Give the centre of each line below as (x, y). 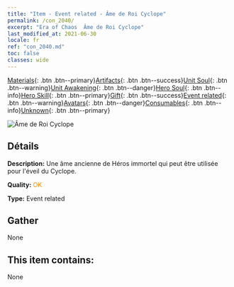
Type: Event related (36, 198)
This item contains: (51, 260)
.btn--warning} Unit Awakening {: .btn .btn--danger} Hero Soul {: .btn (105, 88)
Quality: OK (25, 184)
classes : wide (28, 60)
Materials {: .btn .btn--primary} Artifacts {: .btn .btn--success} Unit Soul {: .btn (118, 80)
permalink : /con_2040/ (41, 21)
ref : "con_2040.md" (36, 47)
